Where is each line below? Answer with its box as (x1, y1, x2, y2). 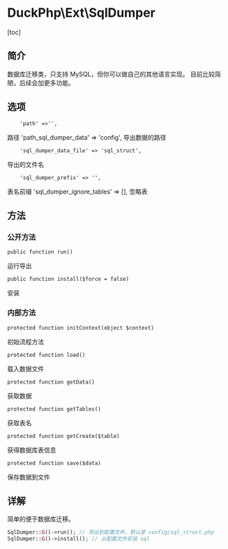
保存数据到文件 (7, 473, 50, 481)
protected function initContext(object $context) (7, 324, 155, 331)
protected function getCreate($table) (7, 432, 120, 439)
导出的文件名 (7, 160, 44, 168)
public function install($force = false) (7, 276, 130, 283)
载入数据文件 (7, 365, 44, 373)
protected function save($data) (7, 460, 101, 467)
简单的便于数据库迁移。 (7, 515, 75, 523)
